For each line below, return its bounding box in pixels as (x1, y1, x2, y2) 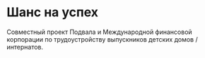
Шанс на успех (6, 4, 99, 21)
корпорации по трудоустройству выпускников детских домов (6, 35, 194, 43)
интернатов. (6, 42, 44, 51)
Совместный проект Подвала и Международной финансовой (6, 28, 192, 36)
